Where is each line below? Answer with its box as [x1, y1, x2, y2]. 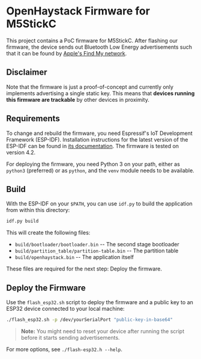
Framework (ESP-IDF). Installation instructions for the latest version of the [6, 136, 188, 143]
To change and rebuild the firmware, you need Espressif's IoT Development [6, 130, 193, 137]
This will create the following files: [6, 229, 91, 236]
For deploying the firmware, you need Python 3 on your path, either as [6, 160, 180, 167]
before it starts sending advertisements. [20, 334, 120, 341]
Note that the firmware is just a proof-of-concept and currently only [6, 83, 174, 90]
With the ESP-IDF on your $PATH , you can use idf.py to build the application [6, 200, 193, 207]
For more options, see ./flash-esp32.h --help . [6, 345, 123, 353]
